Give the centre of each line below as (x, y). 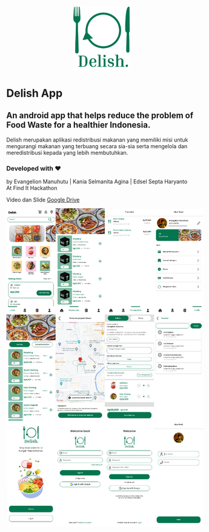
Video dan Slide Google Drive (43, 200)
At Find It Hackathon (32, 188)
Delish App (35, 93)
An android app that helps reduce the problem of (100, 116)
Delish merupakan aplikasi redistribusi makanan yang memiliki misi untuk (97, 140)
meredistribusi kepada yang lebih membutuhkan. (67, 152)
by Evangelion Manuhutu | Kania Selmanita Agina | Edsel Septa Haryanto (97, 182)
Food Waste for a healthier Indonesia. (78, 125)
